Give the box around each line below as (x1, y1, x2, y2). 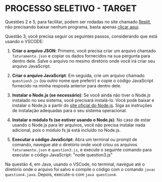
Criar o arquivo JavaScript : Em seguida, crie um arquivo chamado (12, 72, 145, 78)
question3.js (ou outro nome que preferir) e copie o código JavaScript (12, 78, 154, 84)
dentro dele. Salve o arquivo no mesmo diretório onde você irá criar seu (12, 58, 156, 64)
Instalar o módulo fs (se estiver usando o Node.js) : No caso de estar (12, 117, 151, 123)
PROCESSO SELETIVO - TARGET (5, 3, 137, 14)
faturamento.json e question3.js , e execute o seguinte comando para (12, 147, 152, 153)
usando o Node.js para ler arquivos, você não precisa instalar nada (12, 122, 146, 128)
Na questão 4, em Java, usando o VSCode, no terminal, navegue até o (5, 161, 145, 167)
